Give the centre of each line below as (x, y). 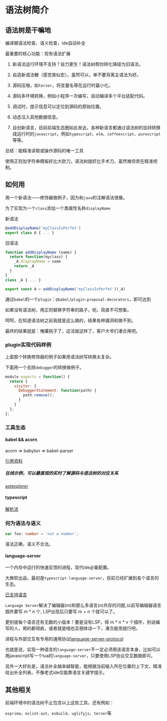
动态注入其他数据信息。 (36, 117)
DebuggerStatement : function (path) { (57, 391)
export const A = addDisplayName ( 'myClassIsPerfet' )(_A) (65, 289)
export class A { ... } (30, 233)
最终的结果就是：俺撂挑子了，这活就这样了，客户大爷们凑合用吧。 (73, 331)
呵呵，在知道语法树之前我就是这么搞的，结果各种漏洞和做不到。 (70, 320)
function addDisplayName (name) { (41, 252)
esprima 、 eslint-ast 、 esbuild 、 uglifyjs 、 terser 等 (58, 713)
